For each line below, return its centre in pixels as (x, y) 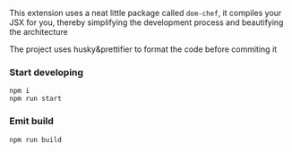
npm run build (36, 139)
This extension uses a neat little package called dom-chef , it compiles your (146, 13)
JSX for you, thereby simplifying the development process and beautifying (146, 22)
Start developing (46, 72)
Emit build (31, 122)
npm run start (36, 99)
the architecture (39, 32)
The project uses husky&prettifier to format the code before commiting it (143, 49)
